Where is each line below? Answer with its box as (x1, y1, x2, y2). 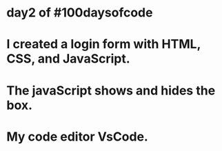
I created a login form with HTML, (6, 37, 201, 52)
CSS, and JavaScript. (6, 51, 130, 67)
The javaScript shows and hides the (6, 83, 216, 98)
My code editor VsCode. (6, 129, 149, 144)
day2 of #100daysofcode (6, 5, 153, 21)
